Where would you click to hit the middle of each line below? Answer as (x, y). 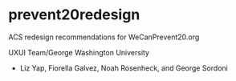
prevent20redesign (74, 15)
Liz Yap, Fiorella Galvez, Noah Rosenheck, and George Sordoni (124, 68)
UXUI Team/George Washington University (79, 52)
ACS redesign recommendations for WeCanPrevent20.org (104, 37)
